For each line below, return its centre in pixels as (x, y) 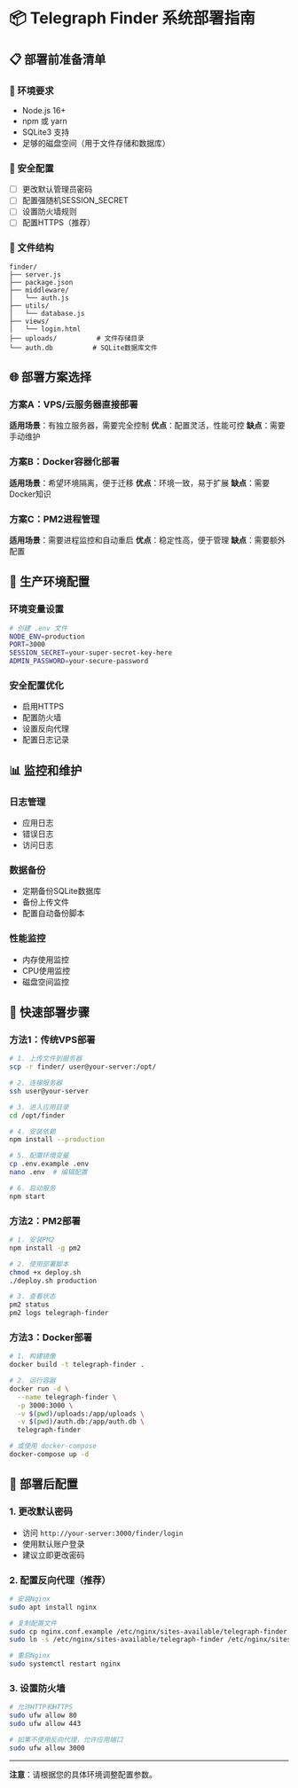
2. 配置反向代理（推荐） (60, 1580)
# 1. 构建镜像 (32, 1357)
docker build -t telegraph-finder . (77, 1365)
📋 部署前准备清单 (58, 59)
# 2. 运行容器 (32, 1381)
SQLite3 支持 (45, 132)
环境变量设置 (37, 609)
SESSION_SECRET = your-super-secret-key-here (91, 653)
